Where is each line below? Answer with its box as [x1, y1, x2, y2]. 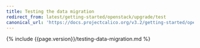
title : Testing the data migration [6, 8, 95, 15]
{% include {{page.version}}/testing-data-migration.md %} [6, 36, 151, 43]
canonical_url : [6, 19, 44, 25]
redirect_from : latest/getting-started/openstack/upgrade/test [6, 14, 167, 20]
